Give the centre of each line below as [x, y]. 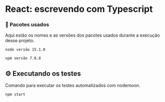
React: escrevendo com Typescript [79, 9]
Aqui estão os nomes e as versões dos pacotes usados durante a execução [82, 35]
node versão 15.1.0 [25, 50]
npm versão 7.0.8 [23, 58]
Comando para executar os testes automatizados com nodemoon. [73, 86]
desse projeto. [20, 41]
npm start [15, 95]
